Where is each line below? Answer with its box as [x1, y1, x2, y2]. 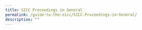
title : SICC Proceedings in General [5, 7, 83, 13]
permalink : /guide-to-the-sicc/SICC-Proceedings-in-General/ [5, 12, 137, 17]
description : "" [5, 17, 40, 22]
